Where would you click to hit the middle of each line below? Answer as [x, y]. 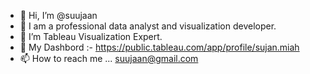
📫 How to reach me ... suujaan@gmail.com [109, 58]
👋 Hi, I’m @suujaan [58, 15]
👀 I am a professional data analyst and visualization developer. [148, 26]
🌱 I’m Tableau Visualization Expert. [91, 36]
